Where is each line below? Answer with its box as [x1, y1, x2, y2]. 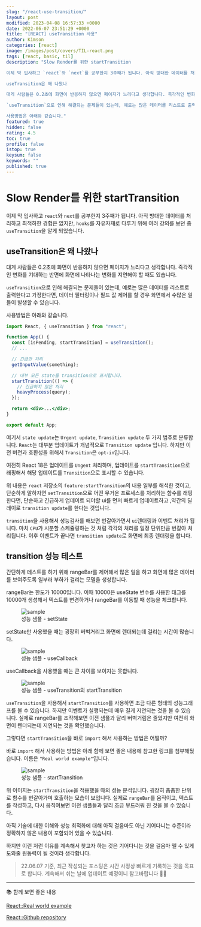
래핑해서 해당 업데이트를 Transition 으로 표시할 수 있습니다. [6, 469, 145, 476]
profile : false [6, 141, 44, 147]
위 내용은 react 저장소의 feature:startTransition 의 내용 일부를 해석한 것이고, [6, 481, 191, 489]
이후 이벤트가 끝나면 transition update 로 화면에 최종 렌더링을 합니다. [28, 532, 193, 539]
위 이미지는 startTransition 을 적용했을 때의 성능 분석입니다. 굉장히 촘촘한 [6, 787, 181, 794]
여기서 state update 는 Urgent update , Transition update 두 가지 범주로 [6, 433, 178, 441]
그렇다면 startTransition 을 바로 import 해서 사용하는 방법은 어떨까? [6, 734, 167, 742]
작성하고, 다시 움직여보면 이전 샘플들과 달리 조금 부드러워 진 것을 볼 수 [12, 802, 175, 809]
